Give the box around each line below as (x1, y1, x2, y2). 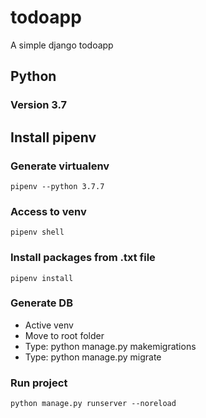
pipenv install (10, 273, 74, 283)
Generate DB (10, 296, 73, 310)
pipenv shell (10, 227, 65, 238)
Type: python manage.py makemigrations (24, 340, 197, 352)
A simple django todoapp (10, 39, 114, 51)
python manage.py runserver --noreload (10, 399, 177, 409)
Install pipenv (10, 129, 97, 146)
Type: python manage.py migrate (24, 351, 162, 363)
